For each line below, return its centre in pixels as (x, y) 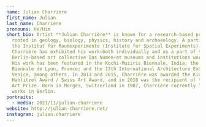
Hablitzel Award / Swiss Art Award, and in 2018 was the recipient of (104, 80)
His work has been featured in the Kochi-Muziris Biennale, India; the (105, 63)
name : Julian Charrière (37, 12)
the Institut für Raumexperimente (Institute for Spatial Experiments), (107, 46)
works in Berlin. (34, 92)
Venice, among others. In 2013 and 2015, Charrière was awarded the (101, 74)
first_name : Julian (31, 18)
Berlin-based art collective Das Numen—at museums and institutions (101, 57)
